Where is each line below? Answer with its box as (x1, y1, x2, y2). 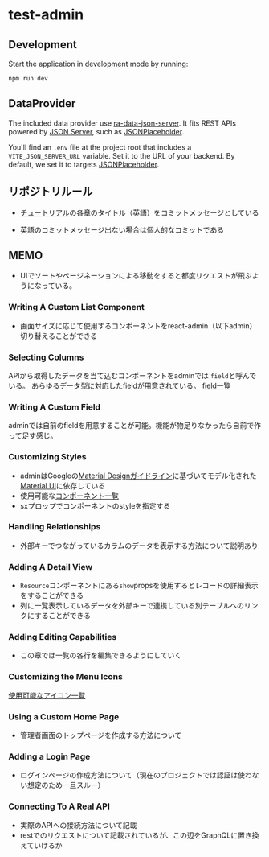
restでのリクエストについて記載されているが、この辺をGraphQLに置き (19, 830, 252, 840)
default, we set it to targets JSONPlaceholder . (8, 159, 159, 169)
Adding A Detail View (8, 561, 93, 572)
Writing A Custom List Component (8, 302, 145, 313)
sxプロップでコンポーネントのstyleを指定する (19, 501, 171, 510)
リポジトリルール (8, 185, 93, 199)
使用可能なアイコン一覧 (8, 690, 86, 700)
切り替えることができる (19, 331, 98, 340)
